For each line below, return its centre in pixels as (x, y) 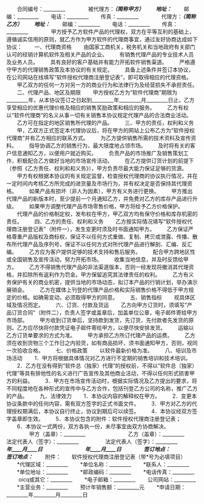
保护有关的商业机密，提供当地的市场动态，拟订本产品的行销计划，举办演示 (104, 282)
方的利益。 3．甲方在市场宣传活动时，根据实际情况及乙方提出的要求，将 (102, 381)
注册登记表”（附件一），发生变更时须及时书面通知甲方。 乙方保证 (103, 229)
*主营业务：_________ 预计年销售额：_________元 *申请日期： (101, 487)
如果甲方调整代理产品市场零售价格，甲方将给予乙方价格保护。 (106, 206)
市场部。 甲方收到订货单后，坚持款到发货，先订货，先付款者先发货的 (97, 320)
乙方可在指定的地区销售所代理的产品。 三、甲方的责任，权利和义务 (105, 123)
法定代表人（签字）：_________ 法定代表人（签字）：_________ (92, 441)
